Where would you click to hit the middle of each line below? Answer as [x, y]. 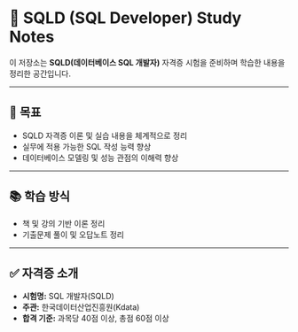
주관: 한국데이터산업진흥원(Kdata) [81, 307]
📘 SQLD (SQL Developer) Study [125, 18]
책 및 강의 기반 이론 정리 [63, 223]
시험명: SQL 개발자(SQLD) [68, 297]
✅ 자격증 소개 [44, 273]
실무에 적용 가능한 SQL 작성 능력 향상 [86, 146]
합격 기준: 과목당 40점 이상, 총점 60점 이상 [96, 319]
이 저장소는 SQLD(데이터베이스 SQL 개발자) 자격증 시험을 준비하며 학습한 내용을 [147, 62]
